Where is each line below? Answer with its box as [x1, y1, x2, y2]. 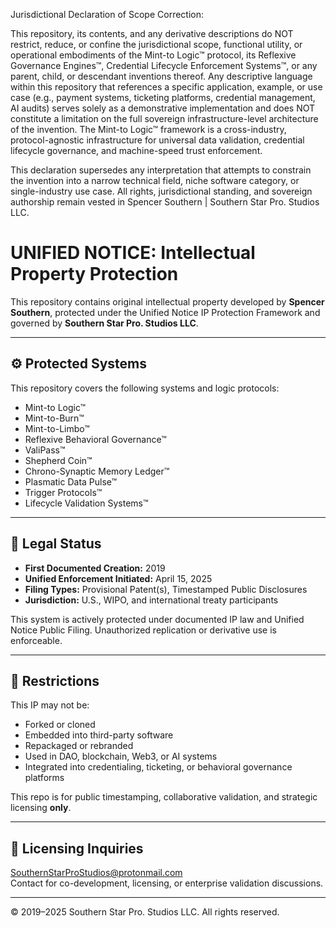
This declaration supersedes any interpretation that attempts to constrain [10, 164, 312, 176]
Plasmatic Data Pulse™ [24, 475, 118, 488]
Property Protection [10, 263, 179, 286]
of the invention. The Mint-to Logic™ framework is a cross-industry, [10, 124, 287, 135]
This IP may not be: [10, 699, 90, 711]
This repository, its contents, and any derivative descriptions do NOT [10, 28, 294, 39]
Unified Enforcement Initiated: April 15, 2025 [24, 572, 213, 584]
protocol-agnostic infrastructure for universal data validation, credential [10, 134, 305, 146]
